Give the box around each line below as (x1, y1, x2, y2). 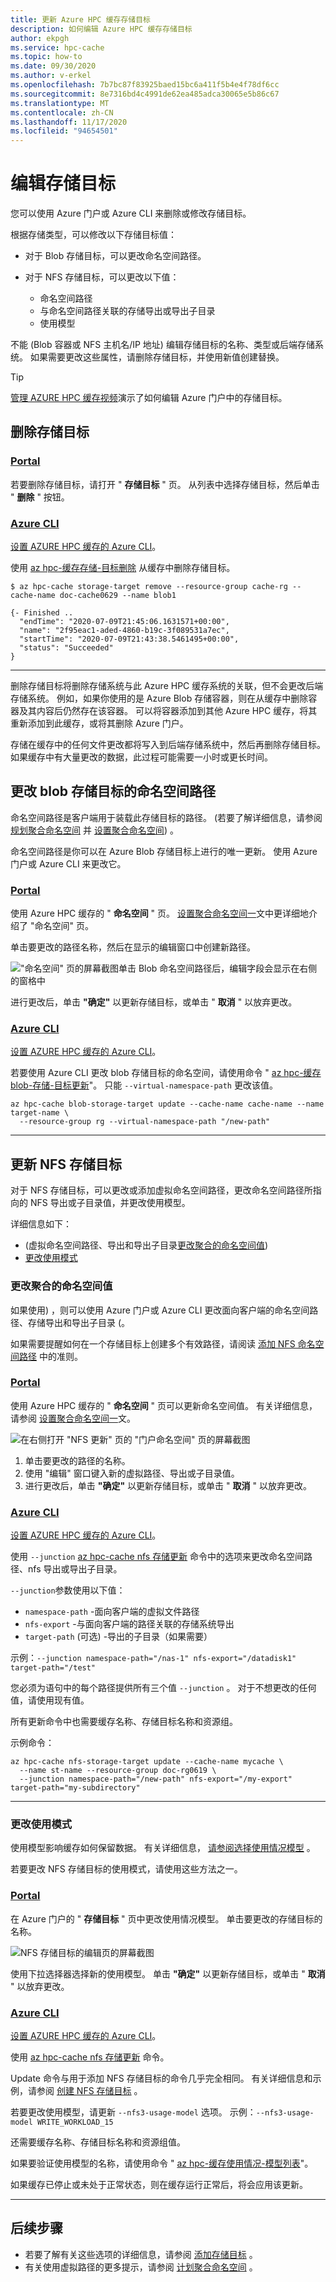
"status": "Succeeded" (19, 643, 114, 653)
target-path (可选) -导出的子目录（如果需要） (24, 1631, 213, 1643)
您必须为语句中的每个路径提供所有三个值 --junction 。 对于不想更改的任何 (10, 1682, 317, 1694)
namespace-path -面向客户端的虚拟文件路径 (24, 1606, 200, 1618)
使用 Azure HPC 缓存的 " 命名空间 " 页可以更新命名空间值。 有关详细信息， (10, 1399, 318, 1411)
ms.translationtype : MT (10, 98, 110, 108)
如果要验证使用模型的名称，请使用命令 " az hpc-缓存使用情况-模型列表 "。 (10, 2157, 314, 2170)
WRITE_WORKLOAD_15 (36, 2117, 114, 2128)
